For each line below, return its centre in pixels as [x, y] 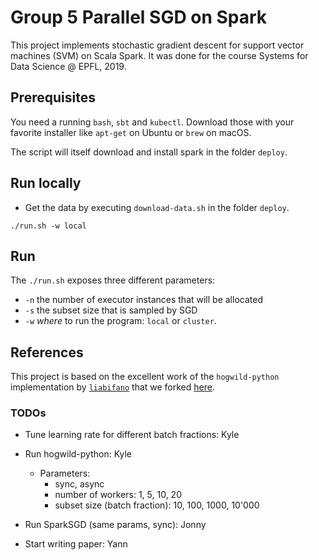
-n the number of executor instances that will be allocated [143, 300]
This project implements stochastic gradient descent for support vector [157, 45]
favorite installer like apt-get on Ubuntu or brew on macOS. [131, 132]
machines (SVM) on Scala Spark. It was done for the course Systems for [159, 55]
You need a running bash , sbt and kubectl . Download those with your [152, 122]
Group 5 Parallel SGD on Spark [139, 17]
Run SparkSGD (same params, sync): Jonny [115, 525]
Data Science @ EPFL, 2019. [68, 66]
